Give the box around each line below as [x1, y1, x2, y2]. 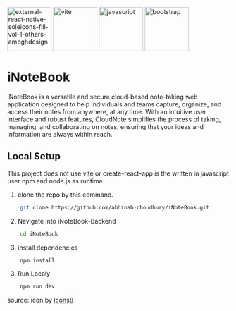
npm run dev [20, 283, 55, 291]
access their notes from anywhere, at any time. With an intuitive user [7, 107, 206, 116]
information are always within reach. [7, 130, 113, 138]
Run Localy [17, 269, 51, 278]
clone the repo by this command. [17, 190, 114, 199]
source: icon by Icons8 [7, 296, 74, 305]
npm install [20, 257, 55, 264]
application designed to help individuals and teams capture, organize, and [7, 99, 222, 109]
